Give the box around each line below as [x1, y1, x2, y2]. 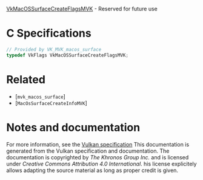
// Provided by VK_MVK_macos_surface [6, 46, 102, 52]
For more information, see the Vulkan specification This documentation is [6, 140, 190, 148]
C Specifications [6, 27, 92, 40]
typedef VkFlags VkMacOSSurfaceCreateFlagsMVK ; [6, 52, 129, 58]
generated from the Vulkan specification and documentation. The [6, 147, 170, 154]
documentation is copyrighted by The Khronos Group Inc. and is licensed [6, 153, 189, 161]
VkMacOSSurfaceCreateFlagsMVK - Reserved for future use [6, 5, 158, 12]
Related [6, 72, 45, 86]
